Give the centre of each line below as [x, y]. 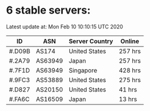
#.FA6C [19, 99]
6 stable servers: [49, 10]
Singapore [83, 70]
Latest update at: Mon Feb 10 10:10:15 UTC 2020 [65, 27]
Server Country [91, 41]
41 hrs [128, 89]
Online [130, 41]
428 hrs [130, 70]
